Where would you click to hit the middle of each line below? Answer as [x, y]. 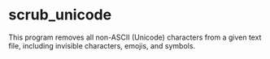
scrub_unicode [60, 15]
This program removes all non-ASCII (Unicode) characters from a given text [135, 37]
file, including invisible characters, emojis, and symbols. [102, 45]
